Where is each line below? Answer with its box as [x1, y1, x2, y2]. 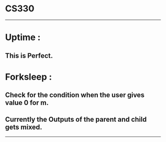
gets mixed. [5, 123, 42, 132]
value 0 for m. [5, 98, 49, 107]
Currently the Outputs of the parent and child [5, 115, 147, 124]
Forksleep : [5, 71, 52, 82]
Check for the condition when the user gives [5, 91, 145, 99]
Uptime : [5, 32, 41, 43]
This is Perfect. [5, 51, 53, 60]
